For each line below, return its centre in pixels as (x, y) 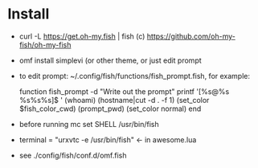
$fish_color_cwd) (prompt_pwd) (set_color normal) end (110, 109)
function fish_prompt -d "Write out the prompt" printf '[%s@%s (124, 91)
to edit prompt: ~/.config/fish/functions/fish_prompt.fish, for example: (135, 76)
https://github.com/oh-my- (191, 36)
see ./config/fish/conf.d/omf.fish (73, 155)
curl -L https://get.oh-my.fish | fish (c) (82, 36)
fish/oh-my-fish (45, 44)
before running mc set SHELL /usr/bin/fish (89, 124)
